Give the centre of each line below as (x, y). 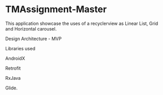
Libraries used (20, 48)
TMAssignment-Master (56, 9)
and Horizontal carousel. (31, 28)
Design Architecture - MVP (34, 39)
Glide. (11, 88)
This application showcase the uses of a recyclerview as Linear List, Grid (82, 23)
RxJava (13, 78)
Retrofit (13, 68)
